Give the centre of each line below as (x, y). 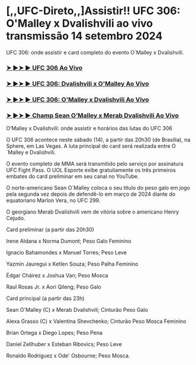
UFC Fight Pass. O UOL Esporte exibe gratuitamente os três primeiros (91, 170)
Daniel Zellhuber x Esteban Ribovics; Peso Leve (64, 344)
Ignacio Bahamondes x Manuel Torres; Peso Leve (67, 252)
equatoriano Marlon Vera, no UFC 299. (53, 200)
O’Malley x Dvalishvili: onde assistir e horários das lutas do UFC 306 (89, 128)
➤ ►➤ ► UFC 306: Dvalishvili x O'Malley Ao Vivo (78, 83)
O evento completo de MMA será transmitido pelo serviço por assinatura (95, 164)
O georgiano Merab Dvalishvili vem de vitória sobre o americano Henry (93, 212)
